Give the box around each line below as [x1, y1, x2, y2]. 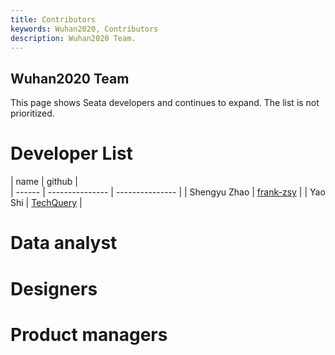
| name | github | [10, 176, 78, 188]
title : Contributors [10, 14, 97, 25]
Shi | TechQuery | [10, 197, 83, 209]
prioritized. [10, 107, 55, 120]
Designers [10, 277, 98, 300]
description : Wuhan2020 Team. [10, 33, 137, 43]
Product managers [10, 323, 168, 346]
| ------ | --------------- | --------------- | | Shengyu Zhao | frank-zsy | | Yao [10, 186, 326, 198]
